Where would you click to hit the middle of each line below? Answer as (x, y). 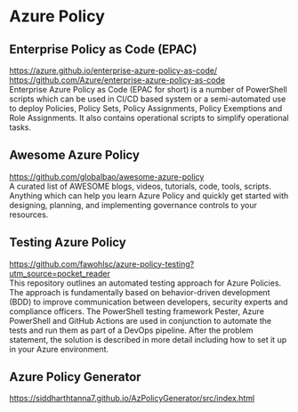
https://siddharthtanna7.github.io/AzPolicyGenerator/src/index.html (132, 399)
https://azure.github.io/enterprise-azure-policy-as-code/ (113, 70)
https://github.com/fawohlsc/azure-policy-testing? (102, 263)
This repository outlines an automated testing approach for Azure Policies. (145, 283)
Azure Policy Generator (75, 377)
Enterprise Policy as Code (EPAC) (103, 49)
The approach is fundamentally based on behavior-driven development (140, 292)
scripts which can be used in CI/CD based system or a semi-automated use (148, 99)
